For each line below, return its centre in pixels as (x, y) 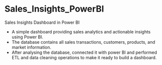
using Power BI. (27, 37)
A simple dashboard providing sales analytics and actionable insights (81, 32)
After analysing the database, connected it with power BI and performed (84, 52)
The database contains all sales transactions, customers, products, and (83, 42)
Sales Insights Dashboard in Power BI (42, 22)
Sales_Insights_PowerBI (54, 9)
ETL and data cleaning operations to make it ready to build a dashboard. (84, 57)
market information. (31, 47)
